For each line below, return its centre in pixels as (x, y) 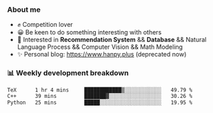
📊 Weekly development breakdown (68, 73)
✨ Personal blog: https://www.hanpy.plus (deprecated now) (102, 54)
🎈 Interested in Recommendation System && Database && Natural (112, 40)
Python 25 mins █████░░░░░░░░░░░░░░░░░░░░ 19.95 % (100, 103)
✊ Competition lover (45, 25)
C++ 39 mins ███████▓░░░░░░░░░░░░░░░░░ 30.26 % (100, 96)
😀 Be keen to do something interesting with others (89, 32)
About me (24, 10)
